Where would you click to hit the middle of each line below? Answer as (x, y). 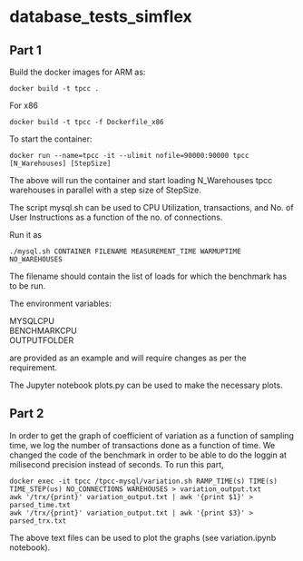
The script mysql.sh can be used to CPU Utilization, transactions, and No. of (151, 207)
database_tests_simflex (101, 17)
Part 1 (26, 50)
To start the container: (51, 139)
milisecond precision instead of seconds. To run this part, (117, 464)
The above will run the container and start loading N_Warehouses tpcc (141, 180)
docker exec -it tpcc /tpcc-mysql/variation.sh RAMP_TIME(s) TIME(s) (144, 481)
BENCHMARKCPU (43, 330)
